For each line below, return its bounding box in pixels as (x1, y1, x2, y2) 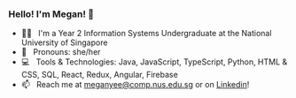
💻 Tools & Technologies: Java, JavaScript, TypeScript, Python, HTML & (20, 57, 288, 67)
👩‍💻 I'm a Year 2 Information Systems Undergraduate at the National (20, 28, 272, 39)
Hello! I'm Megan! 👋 (8, 8, 95, 20)
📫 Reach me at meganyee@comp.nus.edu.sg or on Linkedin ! (20, 79, 250, 90)
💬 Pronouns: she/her (20, 47, 101, 57)
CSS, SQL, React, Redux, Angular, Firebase (20, 70, 178, 80)
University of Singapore (20, 37, 108, 48)
